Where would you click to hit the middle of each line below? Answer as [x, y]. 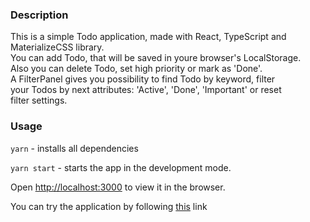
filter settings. [39, 100]
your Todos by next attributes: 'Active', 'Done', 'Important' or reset [146, 90]
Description [39, 15]
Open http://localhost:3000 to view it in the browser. [118, 187]
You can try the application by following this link [109, 206]
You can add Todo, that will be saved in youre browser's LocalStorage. [156, 58]
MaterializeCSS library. [57, 47]
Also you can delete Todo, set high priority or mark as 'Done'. [136, 69]
